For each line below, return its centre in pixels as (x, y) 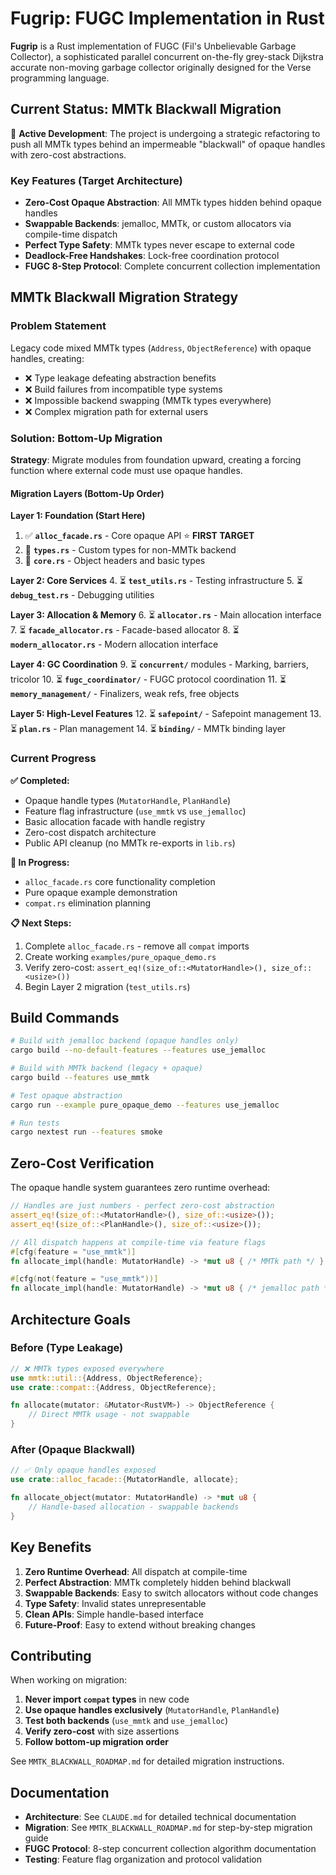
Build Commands (65, 1017)
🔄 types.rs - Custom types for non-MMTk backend (130, 550)
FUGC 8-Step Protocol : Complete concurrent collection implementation (172, 266)
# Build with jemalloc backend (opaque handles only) (125, 1041)
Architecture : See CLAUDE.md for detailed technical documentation (160, 1817)
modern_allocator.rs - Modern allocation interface (114, 644)
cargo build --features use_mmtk (80, 1077)
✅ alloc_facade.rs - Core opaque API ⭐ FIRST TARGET (139, 536)
